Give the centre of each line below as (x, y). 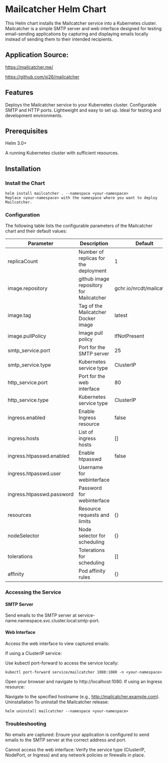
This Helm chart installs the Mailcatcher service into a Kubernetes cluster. (81, 23)
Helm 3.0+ (16, 143)
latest (121, 315)
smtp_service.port (29, 351)
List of (86, 432)
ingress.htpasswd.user (34, 474)
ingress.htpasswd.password (41, 494)
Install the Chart (25, 183)
